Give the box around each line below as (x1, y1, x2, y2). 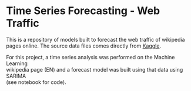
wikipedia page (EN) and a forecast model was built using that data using (6, 66, 183, 73)
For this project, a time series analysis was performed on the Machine (6, 53, 175, 60)
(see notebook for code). (6, 78, 66, 86)
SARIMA (6, 72, 26, 79)
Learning (6, 60, 28, 67)
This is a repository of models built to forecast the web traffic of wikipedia (6, 36, 185, 43)
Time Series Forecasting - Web (6, 4, 160, 18)
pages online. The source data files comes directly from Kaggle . (6, 42, 162, 49)
